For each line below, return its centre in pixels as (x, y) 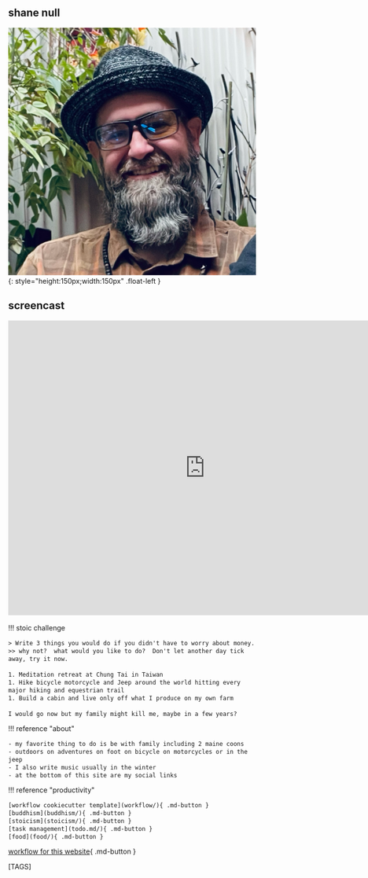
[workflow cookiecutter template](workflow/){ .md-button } (109, 805)
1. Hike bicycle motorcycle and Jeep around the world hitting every (125, 682)
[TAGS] (20, 866)
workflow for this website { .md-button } (72, 851)
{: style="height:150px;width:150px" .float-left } (85, 281)
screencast (37, 306)
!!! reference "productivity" (52, 790)
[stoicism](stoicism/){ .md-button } (70, 821)
